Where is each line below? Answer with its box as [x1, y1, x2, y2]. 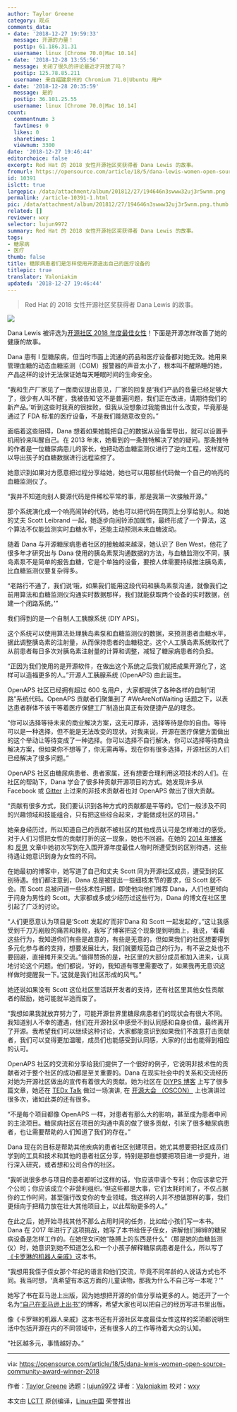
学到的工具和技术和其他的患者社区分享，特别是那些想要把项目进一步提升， [7, 1151, 224, 1160]
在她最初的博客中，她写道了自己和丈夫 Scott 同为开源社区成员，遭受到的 [7, 867, 218, 875]
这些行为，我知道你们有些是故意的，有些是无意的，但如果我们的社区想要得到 [7, 935, 230, 943]
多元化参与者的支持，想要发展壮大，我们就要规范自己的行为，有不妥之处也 [7, 943, 224, 952]
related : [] [7, 208, 42, 215]
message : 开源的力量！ [13, 37, 74, 44]
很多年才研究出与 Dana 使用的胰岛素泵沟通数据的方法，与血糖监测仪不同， [7, 549, 224, 557]
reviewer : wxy [7, 214, 49, 221]
